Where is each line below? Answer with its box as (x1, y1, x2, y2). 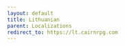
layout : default (7, 9, 54, 17)
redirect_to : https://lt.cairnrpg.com (7, 28, 118, 36)
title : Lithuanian (7, 16, 60, 23)
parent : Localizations (7, 22, 72, 29)
